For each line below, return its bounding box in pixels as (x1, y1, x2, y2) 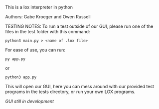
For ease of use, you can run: (5, 47, 66, 53)
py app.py (5, 56, 26, 61)
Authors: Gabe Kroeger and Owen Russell (5, 14, 91, 19)
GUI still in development (5, 99, 54, 104)
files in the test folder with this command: (5, 29, 90, 34)
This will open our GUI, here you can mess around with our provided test (5, 84, 155, 89)
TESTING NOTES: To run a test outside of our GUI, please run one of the (5, 23, 154, 29)
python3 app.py (5, 75, 37, 80)
